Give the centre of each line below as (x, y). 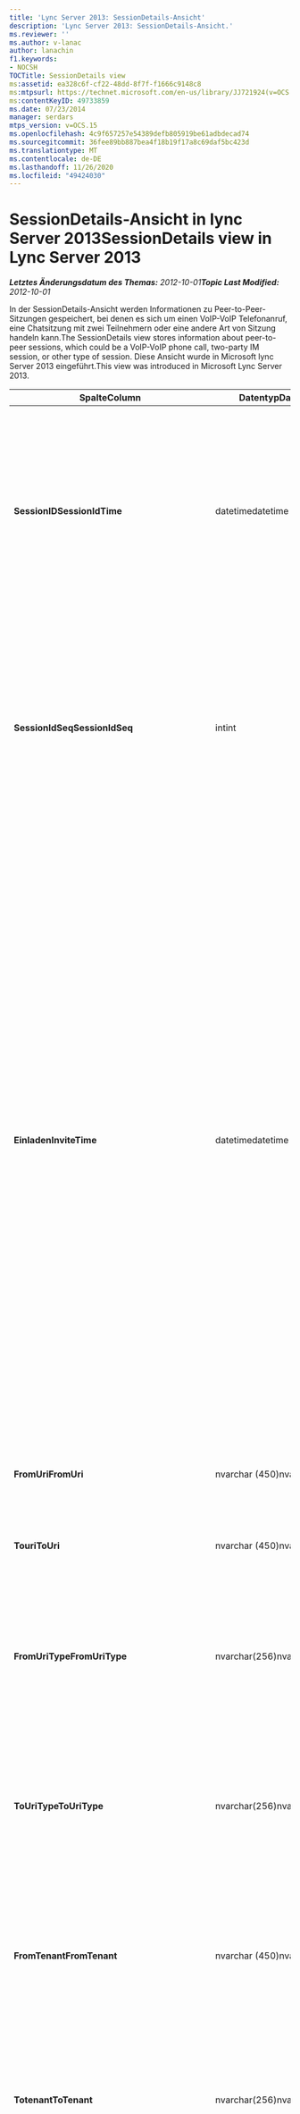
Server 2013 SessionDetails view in (141, 239)
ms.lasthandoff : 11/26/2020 (62, 167)
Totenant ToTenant (54, 2100)
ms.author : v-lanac (46, 42)
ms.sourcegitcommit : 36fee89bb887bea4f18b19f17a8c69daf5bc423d (129, 142)
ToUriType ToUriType (59, 1807)
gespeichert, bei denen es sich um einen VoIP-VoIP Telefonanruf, (168, 319)
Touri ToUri (37, 1545)
